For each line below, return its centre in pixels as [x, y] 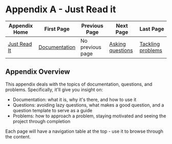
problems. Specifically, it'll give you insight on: [54, 89]
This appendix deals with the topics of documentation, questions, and [79, 84]
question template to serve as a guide [52, 110]
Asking [118, 44]
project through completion [41, 121]
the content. [18, 136]
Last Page [152, 29]
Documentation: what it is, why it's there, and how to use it [74, 99]
